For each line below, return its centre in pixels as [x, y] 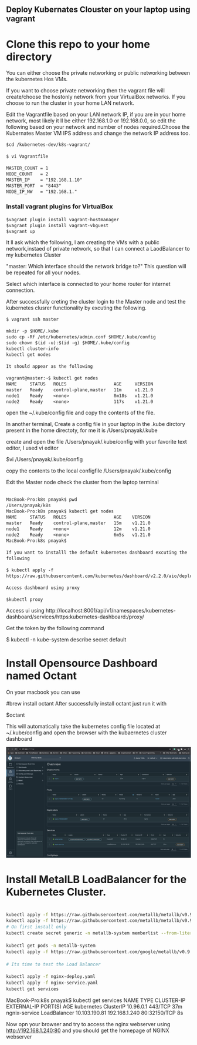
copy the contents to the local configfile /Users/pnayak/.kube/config [89, 471]
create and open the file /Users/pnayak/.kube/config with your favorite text [97, 441]
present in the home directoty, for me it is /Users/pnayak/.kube [82, 430]
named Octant [42, 675]
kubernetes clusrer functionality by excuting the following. [76, 308]
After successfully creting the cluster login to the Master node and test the [96, 301]
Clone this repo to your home [78, 44]
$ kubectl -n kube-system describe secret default [66, 639]
